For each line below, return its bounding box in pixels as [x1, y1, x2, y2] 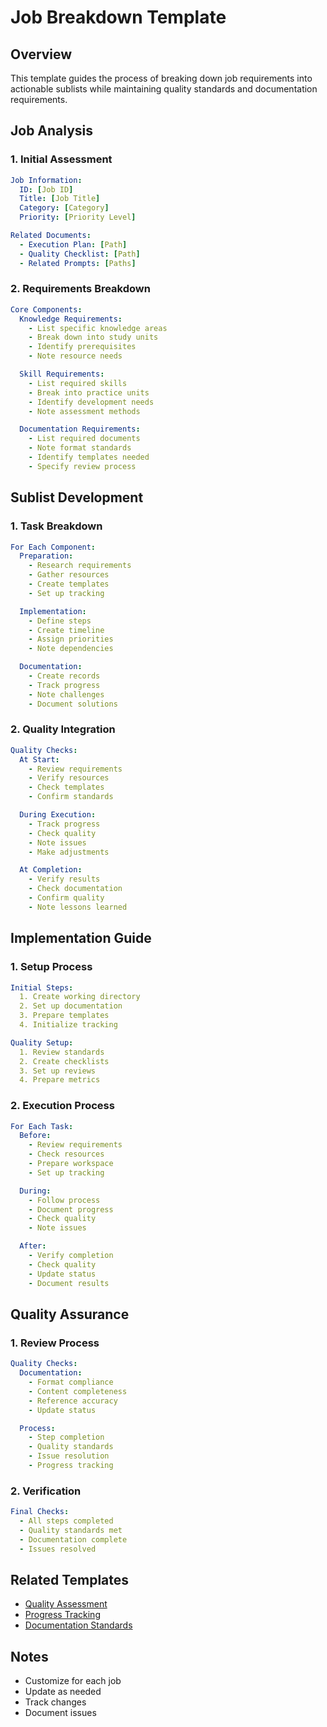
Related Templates [10, 1571, 130, 1588]
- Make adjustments [28, 847, 110, 857]
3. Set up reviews [19, 1066, 97, 1076]
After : [19, 1241, 47, 1251]
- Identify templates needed [28, 452, 150, 463]
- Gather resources [28, 570, 110, 580]
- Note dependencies [28, 644, 114, 654]
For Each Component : [10, 542, 97, 552]
